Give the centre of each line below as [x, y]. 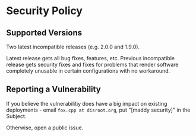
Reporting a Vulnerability [53, 89]
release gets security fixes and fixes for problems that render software [93, 64]
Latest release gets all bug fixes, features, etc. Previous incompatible [91, 58]
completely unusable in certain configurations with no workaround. [88, 71]
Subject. [16, 116]
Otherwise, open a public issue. [45, 128]
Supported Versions [44, 33]
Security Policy [45, 11]
